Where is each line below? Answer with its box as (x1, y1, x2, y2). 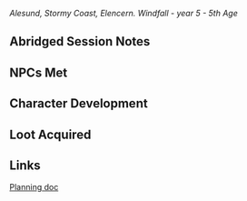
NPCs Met (9, 65, 68, 80)
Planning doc (9, 182, 59, 193)
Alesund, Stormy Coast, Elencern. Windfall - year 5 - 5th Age (9, 8, 238, 18)
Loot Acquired (9, 126, 92, 142)
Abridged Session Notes (9, 34, 151, 49)
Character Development (9, 95, 148, 112)
